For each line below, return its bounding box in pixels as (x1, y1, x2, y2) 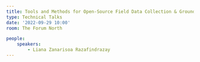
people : (6, 36, 26, 42)
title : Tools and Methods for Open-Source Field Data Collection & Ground (6, 8, 196, 15)
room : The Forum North (6, 25, 62, 31)
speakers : (17, 41, 42, 47)
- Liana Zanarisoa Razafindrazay (27, 47, 111, 53)
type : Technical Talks (6, 14, 62, 20)
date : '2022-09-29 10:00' (6, 19, 70, 25)
